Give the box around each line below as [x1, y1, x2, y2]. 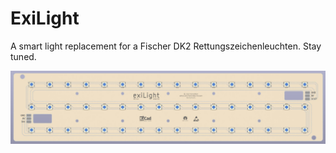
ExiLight [10, 7, 80, 30]
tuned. [10, 50, 37, 62]
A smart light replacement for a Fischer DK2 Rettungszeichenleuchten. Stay [10, 40, 322, 52]
